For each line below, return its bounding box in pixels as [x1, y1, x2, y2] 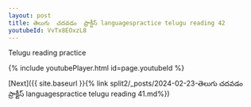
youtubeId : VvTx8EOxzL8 [8, 26, 87, 34]
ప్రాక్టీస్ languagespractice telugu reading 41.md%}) [8, 89, 170, 99]
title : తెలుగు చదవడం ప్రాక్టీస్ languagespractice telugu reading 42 [8, 19, 226, 27]
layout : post [8, 11, 52, 20]
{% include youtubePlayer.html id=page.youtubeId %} [8, 63, 185, 73]
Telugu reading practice [8, 48, 87, 58]
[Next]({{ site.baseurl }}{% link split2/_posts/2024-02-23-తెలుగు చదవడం [8, 78, 244, 88]
